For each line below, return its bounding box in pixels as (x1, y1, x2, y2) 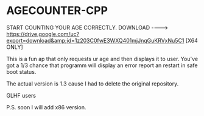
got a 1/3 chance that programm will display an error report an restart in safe (6, 62, 198, 69)
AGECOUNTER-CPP (6, 4, 108, 18)
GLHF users (6, 92, 37, 99)
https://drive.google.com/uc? (6, 30, 80, 37)
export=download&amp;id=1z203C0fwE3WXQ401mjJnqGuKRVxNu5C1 (6, 37, 185, 44)
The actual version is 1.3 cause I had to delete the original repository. (6, 80, 179, 87)
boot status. (6, 68, 37, 75)
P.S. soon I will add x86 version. (6, 103, 86, 111)
